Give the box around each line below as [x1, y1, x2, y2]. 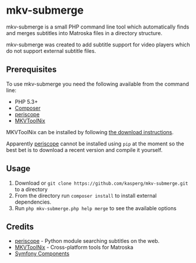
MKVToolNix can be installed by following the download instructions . [6, 128, 174, 135]
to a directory [14, 185, 48, 193]
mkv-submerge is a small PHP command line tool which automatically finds [6, 23, 189, 30]
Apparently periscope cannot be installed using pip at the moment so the [6, 140, 185, 147]
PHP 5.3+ [14, 98, 38, 105]
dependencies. [14, 198, 52, 205]
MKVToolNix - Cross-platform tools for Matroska [14, 244, 134, 251]
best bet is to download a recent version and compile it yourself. [6, 146, 163, 153]
